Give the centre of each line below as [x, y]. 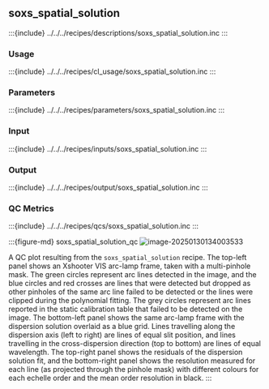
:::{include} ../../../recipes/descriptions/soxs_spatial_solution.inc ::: [118, 32]
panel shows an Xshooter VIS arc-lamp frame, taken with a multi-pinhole [130, 266]
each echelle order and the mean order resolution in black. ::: [110, 378]
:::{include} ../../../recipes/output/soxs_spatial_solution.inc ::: [108, 187]
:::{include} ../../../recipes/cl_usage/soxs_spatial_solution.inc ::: [112, 71]
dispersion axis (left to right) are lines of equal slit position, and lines [122, 335]
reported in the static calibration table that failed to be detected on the [126, 309]
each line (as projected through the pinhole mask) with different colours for [134, 370]
